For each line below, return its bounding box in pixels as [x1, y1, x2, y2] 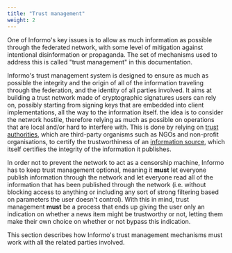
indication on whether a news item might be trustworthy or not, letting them [7, 209, 224, 218]
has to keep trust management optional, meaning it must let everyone [7, 166, 207, 174]
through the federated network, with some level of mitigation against [7, 43, 204, 51]
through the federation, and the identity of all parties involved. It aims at [7, 86, 212, 94]
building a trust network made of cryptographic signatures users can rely [7, 93, 217, 101]
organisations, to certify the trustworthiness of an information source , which [7, 137, 226, 146]
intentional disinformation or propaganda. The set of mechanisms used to [7, 50, 217, 59]
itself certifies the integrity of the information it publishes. [7, 145, 172, 153]
